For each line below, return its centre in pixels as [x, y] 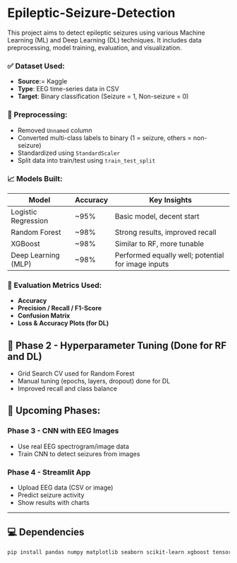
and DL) [25, 356]
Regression [30, 221]
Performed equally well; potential [170, 255]
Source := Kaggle [42, 81]
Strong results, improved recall [166, 232]
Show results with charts [53, 502]
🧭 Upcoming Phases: [54, 411]
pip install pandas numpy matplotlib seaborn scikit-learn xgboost [109, 552]
